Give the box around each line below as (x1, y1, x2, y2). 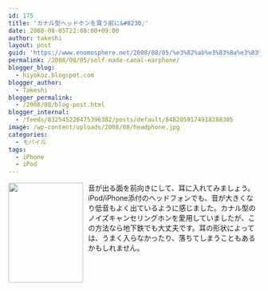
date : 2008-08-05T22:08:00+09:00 (8, 26, 120, 34)
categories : (8, 130, 48, 138)
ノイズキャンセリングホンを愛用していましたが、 (88, 213, 249, 223)
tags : (8, 145, 26, 153)
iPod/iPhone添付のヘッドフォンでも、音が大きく (88, 193, 247, 203)
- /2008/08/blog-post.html (15, 101, 105, 109)
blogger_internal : (8, 109, 69, 117)
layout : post (8, 42, 52, 50)
